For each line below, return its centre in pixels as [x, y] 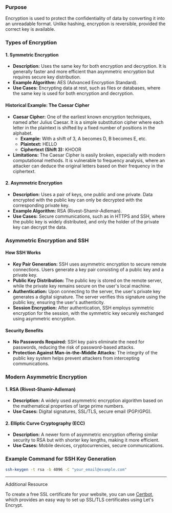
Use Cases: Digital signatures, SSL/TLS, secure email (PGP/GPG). [82, 411]
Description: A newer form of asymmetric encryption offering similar [85, 434]
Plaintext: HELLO [39, 144]
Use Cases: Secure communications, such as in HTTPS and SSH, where [89, 216]
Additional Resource [27, 484]
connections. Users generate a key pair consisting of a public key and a [88, 269]
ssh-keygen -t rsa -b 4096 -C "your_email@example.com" [66, 469]
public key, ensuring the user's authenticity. [59, 302]
